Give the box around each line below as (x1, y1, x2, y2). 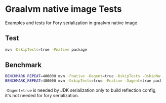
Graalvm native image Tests (5, 3, 122, 15)
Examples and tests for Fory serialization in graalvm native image (5, 20, 137, 26)
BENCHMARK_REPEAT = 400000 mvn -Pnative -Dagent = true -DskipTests (5, 74, 140, 79)
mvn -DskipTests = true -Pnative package (5, 47, 87, 52)
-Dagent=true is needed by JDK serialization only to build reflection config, (5, 87, 157, 93)
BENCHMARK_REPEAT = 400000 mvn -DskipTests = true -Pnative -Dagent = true (5, 78, 152, 83)
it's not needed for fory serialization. (5, 93, 79, 99)
